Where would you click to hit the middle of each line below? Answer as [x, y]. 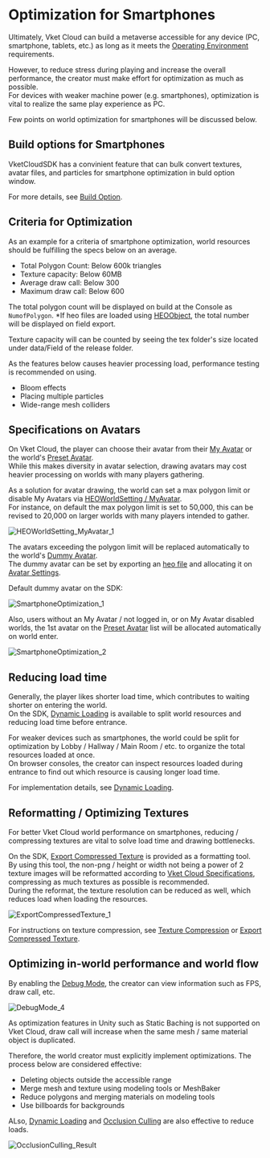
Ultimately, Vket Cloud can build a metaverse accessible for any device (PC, [134, 37]
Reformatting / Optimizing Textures [98, 813]
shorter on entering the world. [58, 706]
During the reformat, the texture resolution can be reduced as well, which [130, 890]
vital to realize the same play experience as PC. [87, 104]
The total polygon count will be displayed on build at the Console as [121, 306]
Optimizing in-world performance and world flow [134, 964]
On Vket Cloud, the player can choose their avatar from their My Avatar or [131, 449]
